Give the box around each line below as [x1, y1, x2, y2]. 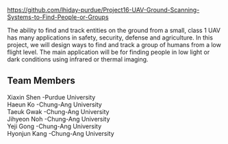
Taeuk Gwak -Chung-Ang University [7, 107, 110, 115]
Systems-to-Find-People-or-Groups [7, 13, 109, 21]
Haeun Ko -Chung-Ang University [7, 100, 103, 109]
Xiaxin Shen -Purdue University [7, 93, 96, 101]
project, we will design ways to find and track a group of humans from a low [7, 41, 221, 48]
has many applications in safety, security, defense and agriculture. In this [7, 33, 214, 42]
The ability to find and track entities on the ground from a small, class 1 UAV [7, 27, 221, 34]
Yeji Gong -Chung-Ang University [7, 122, 102, 130]
